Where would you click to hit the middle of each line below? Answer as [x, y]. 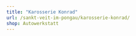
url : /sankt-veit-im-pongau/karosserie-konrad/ [68, 18]
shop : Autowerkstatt [33, 23]
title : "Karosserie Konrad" [42, 12]
